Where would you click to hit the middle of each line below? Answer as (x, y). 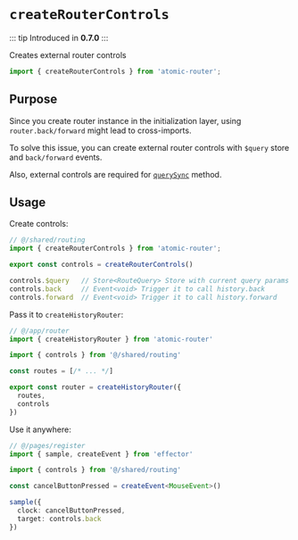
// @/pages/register (48, 445)
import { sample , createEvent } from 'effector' (101, 454)
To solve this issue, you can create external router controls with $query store (149, 147)
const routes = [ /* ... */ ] (62, 371)
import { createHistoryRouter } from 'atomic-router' (112, 339)
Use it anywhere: (40, 429)
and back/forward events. (56, 157)
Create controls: (39, 224)
